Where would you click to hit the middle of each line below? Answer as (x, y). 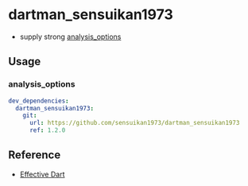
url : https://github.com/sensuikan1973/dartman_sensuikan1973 (134, 123)
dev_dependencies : (39, 101)
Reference (35, 155)
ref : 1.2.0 (47, 130)
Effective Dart (42, 174)
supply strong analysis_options (70, 37)
